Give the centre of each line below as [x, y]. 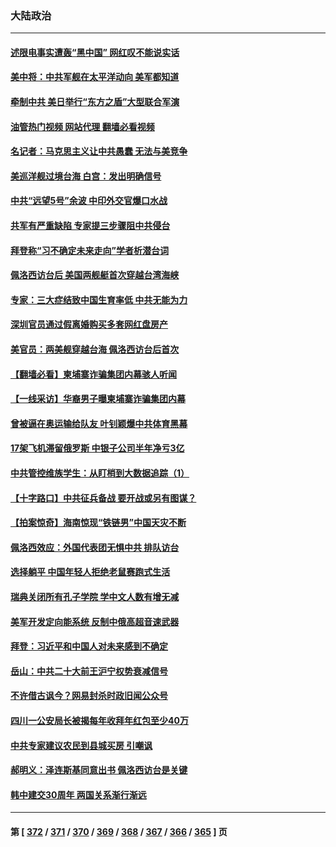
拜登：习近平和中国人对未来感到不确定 [89, 646]
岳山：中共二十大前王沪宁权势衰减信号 [89, 671]
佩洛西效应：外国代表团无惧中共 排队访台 [95, 547]
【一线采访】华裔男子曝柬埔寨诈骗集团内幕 [98, 399]
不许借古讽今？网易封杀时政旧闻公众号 [89, 696]
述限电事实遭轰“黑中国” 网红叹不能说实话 [95, 52]
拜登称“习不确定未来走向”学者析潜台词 [90, 250]
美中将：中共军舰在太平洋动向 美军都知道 [95, 77]
